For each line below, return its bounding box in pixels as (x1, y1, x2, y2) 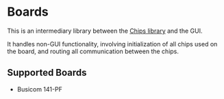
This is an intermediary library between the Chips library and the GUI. (7, 27, 203, 35)
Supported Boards (7, 67, 87, 79)
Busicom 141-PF (16, 85, 63, 93)
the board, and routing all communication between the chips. (7, 47, 179, 55)
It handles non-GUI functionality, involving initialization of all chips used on (7, 40, 218, 48)
